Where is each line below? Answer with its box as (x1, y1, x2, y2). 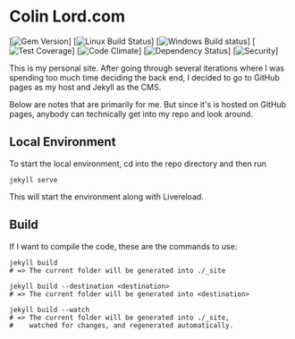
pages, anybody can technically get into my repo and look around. (9, 108, 253, 119)
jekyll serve (9, 175, 58, 184)
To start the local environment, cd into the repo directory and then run (9, 158, 266, 169)
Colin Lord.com (9, 6, 126, 27)
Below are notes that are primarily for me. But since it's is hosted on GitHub (9, 98, 287, 109)
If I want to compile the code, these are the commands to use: (9, 241, 238, 251)
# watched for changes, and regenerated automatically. (9, 320, 234, 330)
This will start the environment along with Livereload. (9, 191, 204, 202)
